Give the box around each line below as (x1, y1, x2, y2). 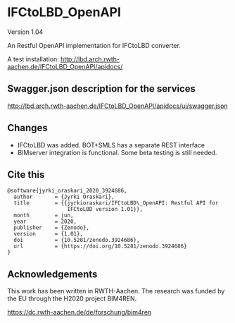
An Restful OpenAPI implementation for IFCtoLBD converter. (7, 41, 182, 49)
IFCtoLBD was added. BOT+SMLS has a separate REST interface (17, 140, 205, 149)
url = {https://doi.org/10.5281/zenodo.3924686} (13, 243, 188, 250)
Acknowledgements (7, 268, 98, 280)
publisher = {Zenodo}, (13, 224, 90, 231)
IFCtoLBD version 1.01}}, (67, 206, 143, 213)
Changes (7, 122, 48, 134)
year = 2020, (13, 218, 77, 226)
